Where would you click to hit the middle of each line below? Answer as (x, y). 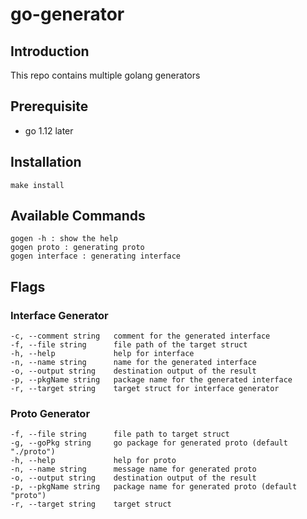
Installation (46, 162)
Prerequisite (49, 106)
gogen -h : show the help (64, 239)
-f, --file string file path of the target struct (129, 345)
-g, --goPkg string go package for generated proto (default (149, 443)
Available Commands (78, 216)
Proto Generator (50, 414)
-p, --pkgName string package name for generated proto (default (154, 487)
